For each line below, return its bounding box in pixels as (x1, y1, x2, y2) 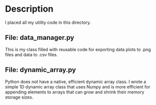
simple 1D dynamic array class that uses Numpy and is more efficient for (5, 84, 151, 89)
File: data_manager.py (5, 34, 75, 42)
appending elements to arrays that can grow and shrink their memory (5, 89, 145, 95)
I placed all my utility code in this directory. (5, 19, 91, 25)
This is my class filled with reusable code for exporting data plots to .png (5, 46, 151, 52)
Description (5, 3, 54, 15)
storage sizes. (5, 94, 33, 100)
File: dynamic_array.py (5, 66, 77, 74)
